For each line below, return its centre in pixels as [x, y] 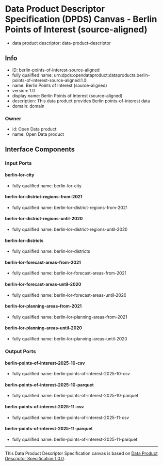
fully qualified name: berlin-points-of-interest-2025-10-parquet [75, 396]
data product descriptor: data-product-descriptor [61, 43]
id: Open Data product [34, 129]
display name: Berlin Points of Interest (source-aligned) [67, 96]
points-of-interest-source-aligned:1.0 [49, 80]
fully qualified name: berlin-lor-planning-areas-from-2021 [70, 317]
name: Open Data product [38, 134]
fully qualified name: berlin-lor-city [47, 186]
